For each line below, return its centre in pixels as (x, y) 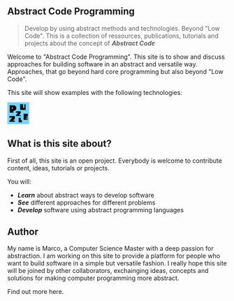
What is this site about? (59, 144)
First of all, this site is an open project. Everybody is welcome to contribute (115, 161)
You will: (19, 182)
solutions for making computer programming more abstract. (93, 278)
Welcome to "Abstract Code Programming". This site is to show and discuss (116, 57)
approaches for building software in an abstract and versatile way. (102, 64)
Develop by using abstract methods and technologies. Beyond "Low (122, 28)
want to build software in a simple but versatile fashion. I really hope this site (117, 263)
